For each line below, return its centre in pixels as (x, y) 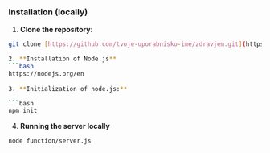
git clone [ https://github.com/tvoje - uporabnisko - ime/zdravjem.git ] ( (127, 44)
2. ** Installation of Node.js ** (62, 59)
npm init (23, 111)
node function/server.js (50, 141)
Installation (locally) (48, 12)
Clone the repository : (56, 30)
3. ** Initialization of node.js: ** (68, 89)
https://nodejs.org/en (46, 74)
